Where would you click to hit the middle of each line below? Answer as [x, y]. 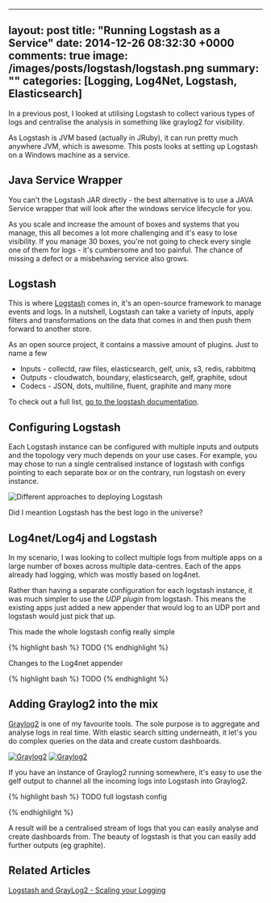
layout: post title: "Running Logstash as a [114, 30]
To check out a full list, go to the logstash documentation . [104, 402]
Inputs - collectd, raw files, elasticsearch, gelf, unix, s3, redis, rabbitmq [138, 369]
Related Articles [50, 871]
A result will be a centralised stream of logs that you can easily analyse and [133, 828]
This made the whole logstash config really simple [92, 632]
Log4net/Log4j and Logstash [83, 538]
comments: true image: [69, 56]
